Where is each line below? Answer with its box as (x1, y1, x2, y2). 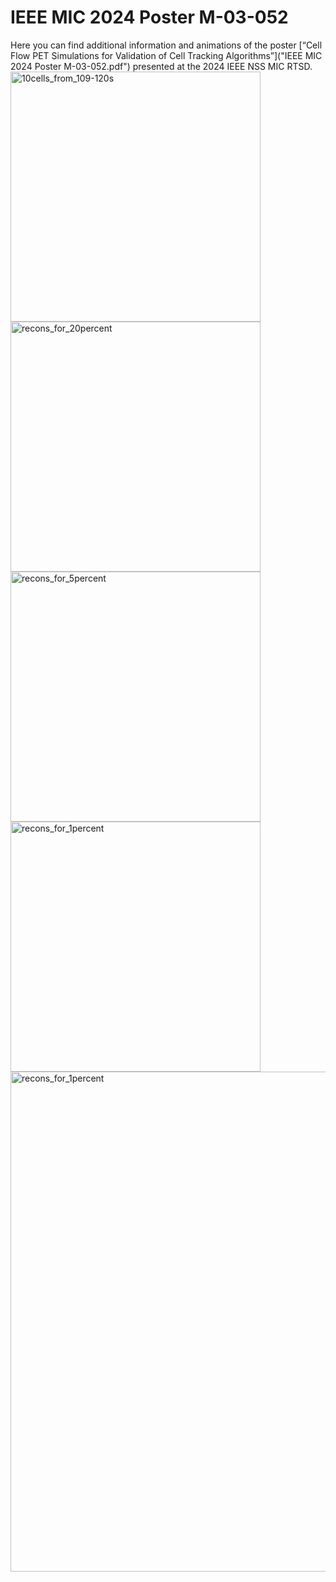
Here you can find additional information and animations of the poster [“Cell (10, 39, 323, 51)
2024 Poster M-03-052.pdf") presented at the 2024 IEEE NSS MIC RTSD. (10, 60, 313, 72)
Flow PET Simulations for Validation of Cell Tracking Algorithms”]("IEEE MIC (10, 49, 323, 61)
